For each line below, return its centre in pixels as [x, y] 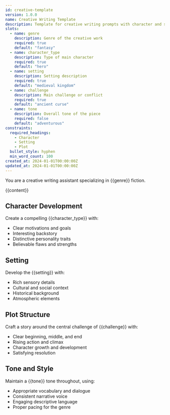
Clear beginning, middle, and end [47, 336]
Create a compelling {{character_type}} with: [52, 218]
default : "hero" [32, 67]
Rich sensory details [34, 282]
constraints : [19, 128]
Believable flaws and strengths [45, 244]
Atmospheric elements [36, 299]
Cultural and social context [40, 288]
